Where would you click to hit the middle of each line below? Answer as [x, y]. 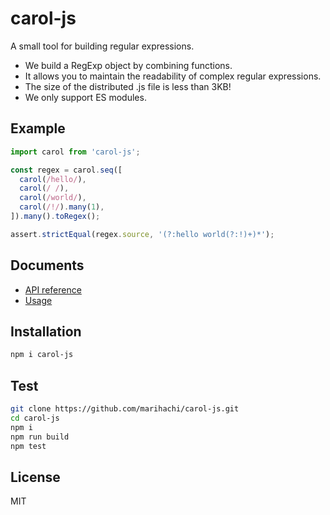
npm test [28, 446]
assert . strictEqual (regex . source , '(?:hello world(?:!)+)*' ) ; [142, 234]
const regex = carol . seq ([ [66, 170]
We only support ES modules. [85, 97]
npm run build [40, 437]
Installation [46, 331]
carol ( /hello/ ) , [53, 179]
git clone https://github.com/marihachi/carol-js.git [125, 409]
